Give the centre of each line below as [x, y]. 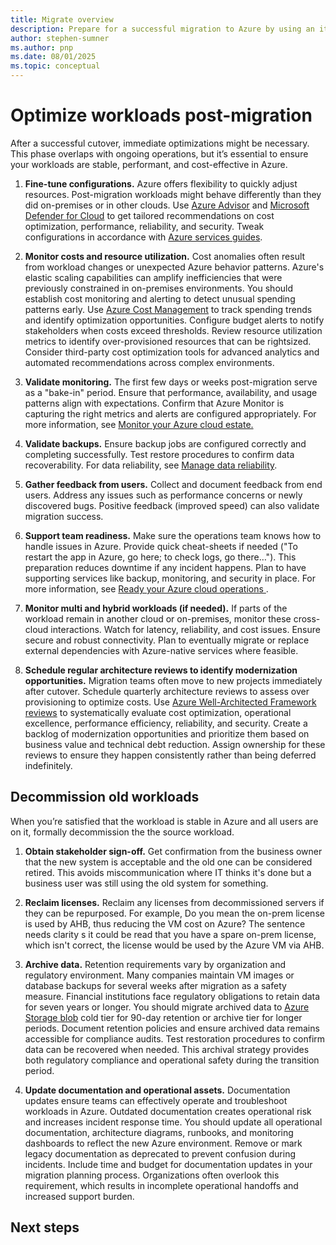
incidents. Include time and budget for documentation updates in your [168, 1164]
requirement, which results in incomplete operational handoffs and [161, 1185]
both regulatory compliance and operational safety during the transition [172, 1060]
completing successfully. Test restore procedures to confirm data [159, 454]
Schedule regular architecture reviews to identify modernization [161, 670]
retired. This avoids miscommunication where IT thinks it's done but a [168, 872]
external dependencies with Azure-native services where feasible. [161, 650]
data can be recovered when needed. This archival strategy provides [167, 1049]
